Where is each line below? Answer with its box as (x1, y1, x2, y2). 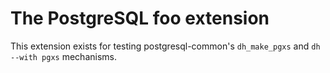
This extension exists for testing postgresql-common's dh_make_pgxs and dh (10, 40, 321, 52)
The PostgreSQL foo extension (10, 7, 270, 30)
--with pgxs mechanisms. (10, 50, 117, 62)
